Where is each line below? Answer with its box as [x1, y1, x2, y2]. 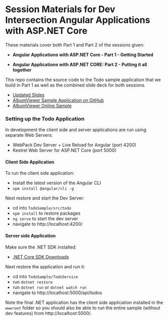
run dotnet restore [12, 278, 53, 285]
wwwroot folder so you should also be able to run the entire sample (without [5, 305, 160, 311]
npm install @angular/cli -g [12, 186, 74, 191]
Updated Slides [12, 92, 45, 98]
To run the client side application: [5, 170, 75, 176]
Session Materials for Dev [5, 4, 116, 15]
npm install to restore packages [12, 210, 81, 216]
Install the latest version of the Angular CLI [12, 180, 101, 186]
